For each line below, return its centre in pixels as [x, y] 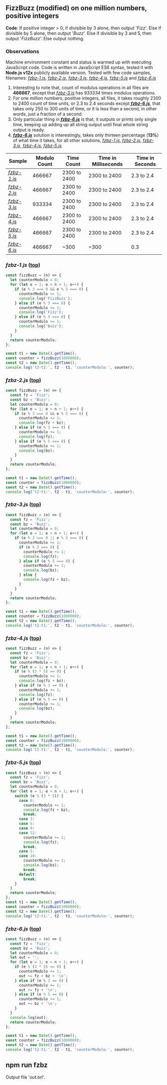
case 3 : [27, 819]
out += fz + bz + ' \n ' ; [43, 976]
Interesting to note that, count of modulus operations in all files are [81, 88]
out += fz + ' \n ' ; [38, 990]
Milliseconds [107, 164]
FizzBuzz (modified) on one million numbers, [76, 8]
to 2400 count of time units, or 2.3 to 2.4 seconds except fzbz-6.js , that [86, 103]
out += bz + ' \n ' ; [38, 1004]
